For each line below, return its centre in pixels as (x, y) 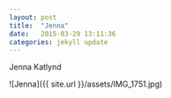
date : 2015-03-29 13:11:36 (63, 34)
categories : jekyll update (59, 42)
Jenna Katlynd (35, 67)
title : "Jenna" (39, 26)
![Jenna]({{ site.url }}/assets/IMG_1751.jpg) (86, 84)
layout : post (33, 17)
